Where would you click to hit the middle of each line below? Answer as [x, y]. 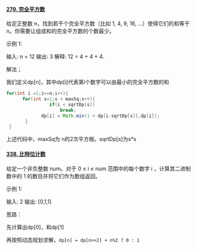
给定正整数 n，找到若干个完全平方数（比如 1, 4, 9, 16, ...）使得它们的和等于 [98, 23]
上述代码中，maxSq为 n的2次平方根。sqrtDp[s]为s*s [71, 139]
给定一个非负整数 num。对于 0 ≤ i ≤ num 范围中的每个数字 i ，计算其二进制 [98, 169]
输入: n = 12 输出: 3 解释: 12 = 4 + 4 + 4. [55, 56]
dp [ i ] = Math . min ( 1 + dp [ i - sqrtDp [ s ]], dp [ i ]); [101, 116]
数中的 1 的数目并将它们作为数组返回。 [53, 176]
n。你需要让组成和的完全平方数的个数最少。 [61, 31]
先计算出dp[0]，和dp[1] [35, 227]
